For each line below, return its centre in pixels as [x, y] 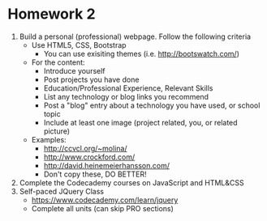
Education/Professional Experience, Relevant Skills [128, 88]
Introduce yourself [75, 70]
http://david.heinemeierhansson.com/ [106, 165]
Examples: [49, 139]
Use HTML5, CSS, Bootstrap [79, 45]
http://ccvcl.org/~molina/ [85, 148]
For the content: [58, 62]
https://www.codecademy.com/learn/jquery [105, 200]
